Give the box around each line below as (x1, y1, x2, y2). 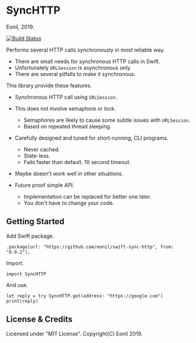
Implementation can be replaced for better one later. (23, 193, 151, 200)
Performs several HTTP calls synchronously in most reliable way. (6, 46, 165, 54)
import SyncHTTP (6, 271, 46, 277)
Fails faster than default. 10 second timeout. (23, 158, 131, 165)
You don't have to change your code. (23, 199, 115, 206)
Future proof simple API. (14, 181, 74, 188)
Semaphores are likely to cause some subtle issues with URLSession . (23, 117, 191, 124)
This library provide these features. (6, 81, 92, 89)
